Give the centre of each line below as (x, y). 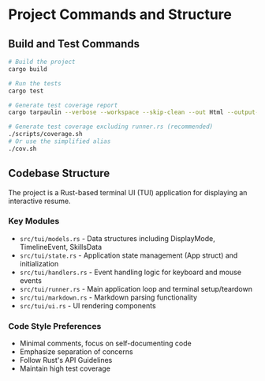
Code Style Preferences (55, 326)
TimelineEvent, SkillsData (61, 247)
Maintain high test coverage (65, 368)
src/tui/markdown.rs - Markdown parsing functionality (108, 297)
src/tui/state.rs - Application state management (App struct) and (129, 255)
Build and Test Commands (74, 44)
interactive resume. (39, 201)
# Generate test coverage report (63, 105)
